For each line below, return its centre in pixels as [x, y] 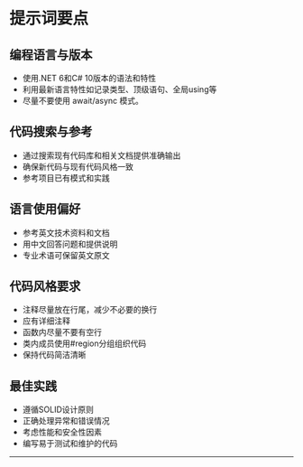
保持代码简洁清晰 [54, 355]
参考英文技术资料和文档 [66, 232]
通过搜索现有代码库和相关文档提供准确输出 [101, 155]
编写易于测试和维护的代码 [70, 444]
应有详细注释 [46, 321]
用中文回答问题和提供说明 [70, 244]
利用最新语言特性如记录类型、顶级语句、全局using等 [119, 89]
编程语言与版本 [51, 55]
